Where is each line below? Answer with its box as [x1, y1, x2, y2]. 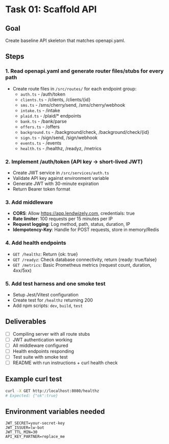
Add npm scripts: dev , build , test [12, 302, 83, 309]
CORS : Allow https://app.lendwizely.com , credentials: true [12, 211, 135, 217]
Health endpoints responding [12, 348, 74, 354]
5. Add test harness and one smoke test [5, 280, 106, 287]
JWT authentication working [12, 336, 73, 343]
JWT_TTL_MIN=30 [5, 430, 38, 435]
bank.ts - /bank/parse [20, 118, 67, 124]
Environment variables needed [5, 407, 105, 416]
